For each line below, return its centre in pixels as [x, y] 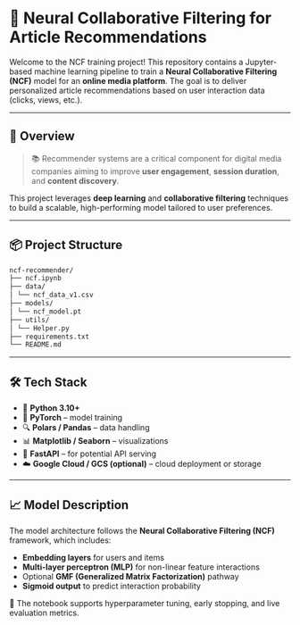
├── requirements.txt [50, 337]
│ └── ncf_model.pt [46, 312]
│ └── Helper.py [39, 328]
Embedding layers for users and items [93, 557]
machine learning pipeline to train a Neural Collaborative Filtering [156, 71]
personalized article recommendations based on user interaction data [137, 90]
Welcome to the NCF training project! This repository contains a [126, 62]
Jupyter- [261, 62]
